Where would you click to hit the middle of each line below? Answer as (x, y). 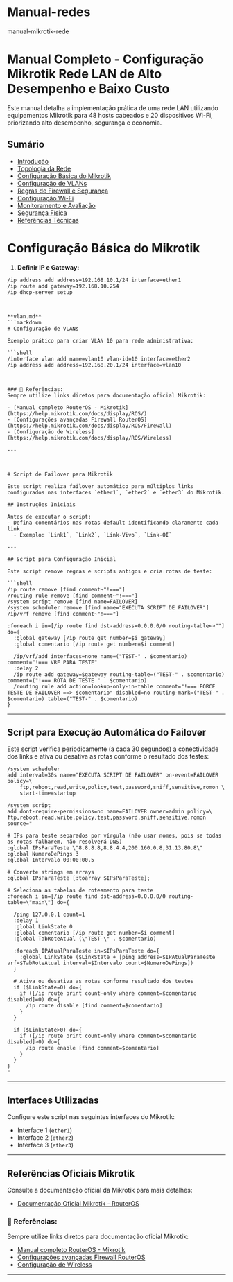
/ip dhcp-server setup (40, 292)
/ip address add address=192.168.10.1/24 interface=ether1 (94, 280)
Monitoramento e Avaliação (56, 205)
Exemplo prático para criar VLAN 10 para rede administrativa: (101, 340)
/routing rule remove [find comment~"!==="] (72, 596)
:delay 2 (26, 668)
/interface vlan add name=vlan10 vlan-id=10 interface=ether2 (99, 359)
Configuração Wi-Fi (45, 198)
